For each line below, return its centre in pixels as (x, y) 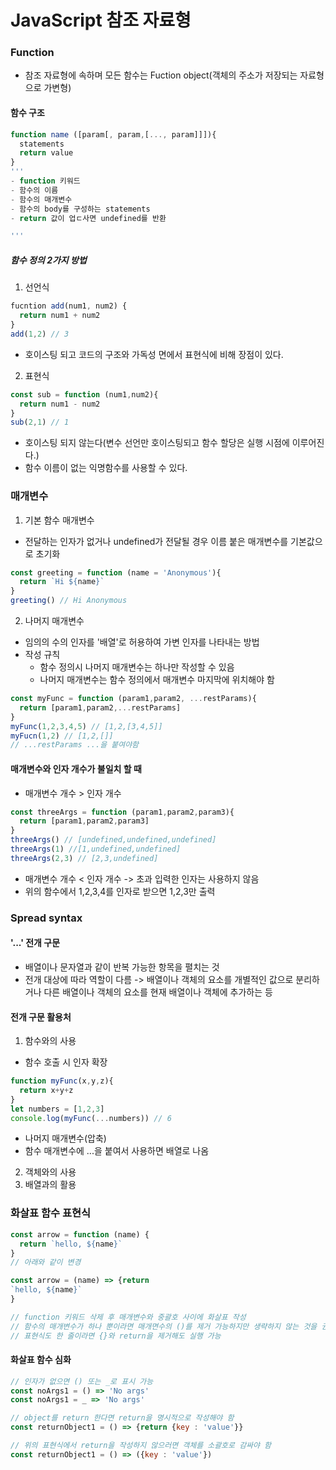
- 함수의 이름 (34, 190)
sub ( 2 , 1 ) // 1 (40, 422)
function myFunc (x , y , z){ (62, 1081)
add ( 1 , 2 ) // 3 (40, 334)
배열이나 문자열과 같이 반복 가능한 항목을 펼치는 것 (122, 967)
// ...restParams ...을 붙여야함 (75, 745)
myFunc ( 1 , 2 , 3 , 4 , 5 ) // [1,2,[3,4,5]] (86, 726)
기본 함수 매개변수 (59, 520)
